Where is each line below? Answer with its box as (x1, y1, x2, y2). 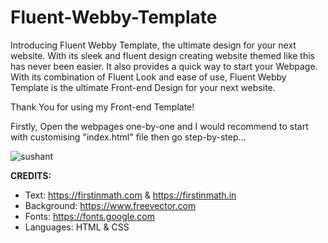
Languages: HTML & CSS (24, 221, 130, 233)
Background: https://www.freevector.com (24, 199, 197, 211)
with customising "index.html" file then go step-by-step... (10, 131, 247, 143)
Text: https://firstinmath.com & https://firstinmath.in (24, 189, 237, 201)
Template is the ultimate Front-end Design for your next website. (10, 81, 276, 93)
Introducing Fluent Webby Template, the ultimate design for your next (10, 39, 297, 51)
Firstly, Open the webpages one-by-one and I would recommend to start (10, 120, 309, 132)
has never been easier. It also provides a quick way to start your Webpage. (10, 60, 318, 72)
